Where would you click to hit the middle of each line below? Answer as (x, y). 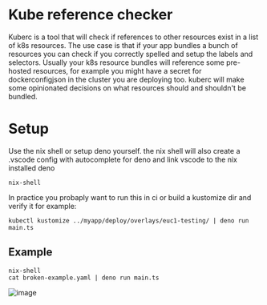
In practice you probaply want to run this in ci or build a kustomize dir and (130, 197)
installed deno (32, 168)
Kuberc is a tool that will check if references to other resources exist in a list (133, 37)
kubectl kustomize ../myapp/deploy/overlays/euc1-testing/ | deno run (129, 221)
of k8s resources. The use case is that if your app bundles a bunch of (123, 45)
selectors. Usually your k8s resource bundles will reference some (116, 62)
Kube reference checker (91, 15)
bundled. (23, 96)
